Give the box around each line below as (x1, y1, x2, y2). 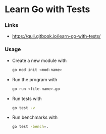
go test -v (12, 105, 35, 110)
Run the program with (12, 76, 58, 82)
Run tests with (12, 95, 42, 102)
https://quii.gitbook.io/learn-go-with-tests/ (12, 33, 101, 39)
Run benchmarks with (12, 114, 58, 120)
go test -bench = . (12, 124, 49, 129)
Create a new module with (12, 57, 67, 63)
